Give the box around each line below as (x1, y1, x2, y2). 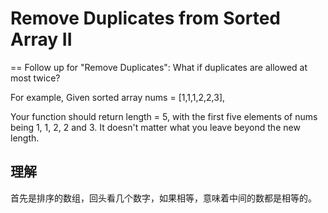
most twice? (10, 72, 61, 84)
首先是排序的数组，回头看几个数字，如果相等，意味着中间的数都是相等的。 (10, 192, 317, 204)
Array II (10, 28, 73, 51)
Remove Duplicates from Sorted (10, 7, 281, 30)
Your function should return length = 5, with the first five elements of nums (10, 110, 318, 122)
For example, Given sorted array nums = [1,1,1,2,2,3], (10, 91, 226, 103)
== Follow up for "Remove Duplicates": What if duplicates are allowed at (10, 61, 308, 73)
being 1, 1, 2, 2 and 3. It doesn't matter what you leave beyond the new (10, 121, 301, 133)
